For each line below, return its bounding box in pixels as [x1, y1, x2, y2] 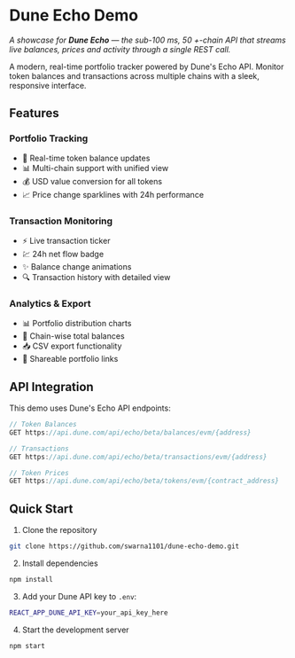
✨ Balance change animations [21, 261, 132, 271]
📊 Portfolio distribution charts [21, 318, 132, 329]
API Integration [9, 379, 95, 395]
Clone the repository [21, 525, 97, 536]
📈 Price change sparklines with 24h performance [21, 189, 205, 200]
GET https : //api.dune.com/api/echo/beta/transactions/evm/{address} [9, 452, 268, 461]
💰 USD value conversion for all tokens [21, 176, 162, 186]
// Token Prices [9, 468, 69, 477]
